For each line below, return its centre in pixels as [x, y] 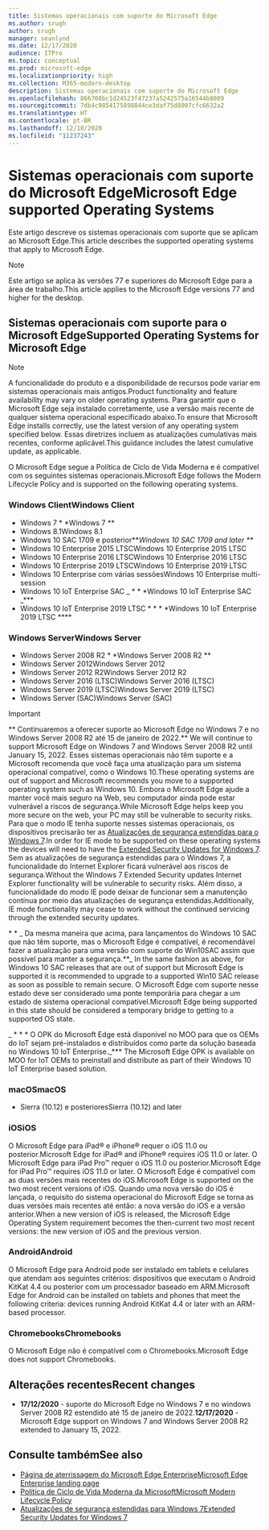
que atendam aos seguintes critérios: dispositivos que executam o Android [132, 1278]
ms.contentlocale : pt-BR [50, 121]
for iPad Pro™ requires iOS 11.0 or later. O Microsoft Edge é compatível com [132, 1171]
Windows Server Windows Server [75, 637]
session [33, 583]
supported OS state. [41, 1018]
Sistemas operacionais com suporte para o [118, 323]
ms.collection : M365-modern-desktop [69, 83]
